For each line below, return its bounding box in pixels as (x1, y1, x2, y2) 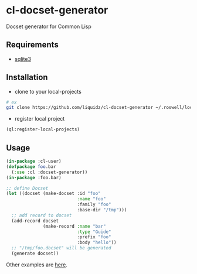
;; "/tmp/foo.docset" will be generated (11, 245, 111, 251)
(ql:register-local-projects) (6, 126, 80, 132)
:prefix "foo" (77, 234, 111, 240)
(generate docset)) (11, 251, 59, 256)
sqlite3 (14, 55, 31, 62)
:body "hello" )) (77, 239, 117, 246)
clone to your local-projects (14, 88, 82, 95)
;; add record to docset (11, 212, 72, 218)
